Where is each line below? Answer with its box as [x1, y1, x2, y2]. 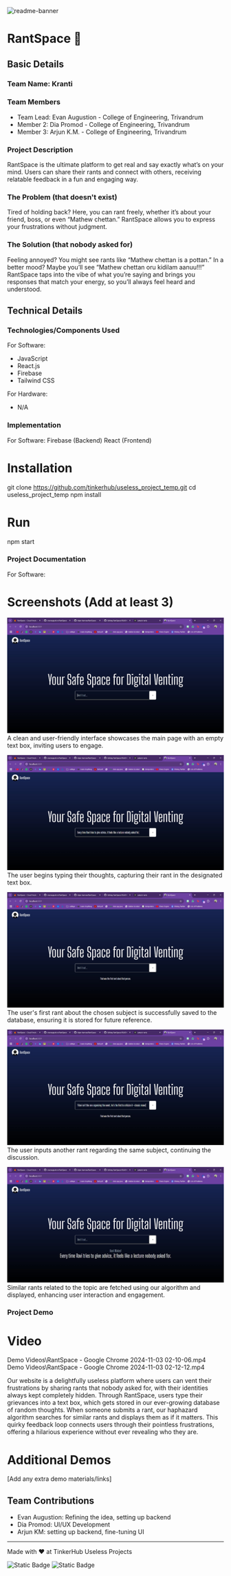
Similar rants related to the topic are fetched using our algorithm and [7, 1283, 201, 1291]
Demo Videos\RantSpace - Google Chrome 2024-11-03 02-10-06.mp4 [7, 1356, 206, 1364]
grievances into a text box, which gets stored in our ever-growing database [7, 1399, 220, 1407]
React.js [16, 362, 41, 370]
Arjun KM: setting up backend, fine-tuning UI [16, 1528, 144, 1536]
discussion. [7, 1153, 40, 1161]
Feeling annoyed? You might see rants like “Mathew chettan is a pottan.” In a [7, 255, 224, 264]
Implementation [7, 421, 62, 430]
